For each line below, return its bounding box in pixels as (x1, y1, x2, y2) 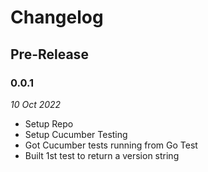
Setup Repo (24, 117, 74, 130)
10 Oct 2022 (10, 98, 62, 110)
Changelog (10, 6, 104, 29)
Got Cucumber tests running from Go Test (24, 139, 198, 151)
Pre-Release (10, 46, 89, 63)
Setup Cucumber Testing (24, 128, 128, 140)
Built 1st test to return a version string (24, 149, 180, 161)
